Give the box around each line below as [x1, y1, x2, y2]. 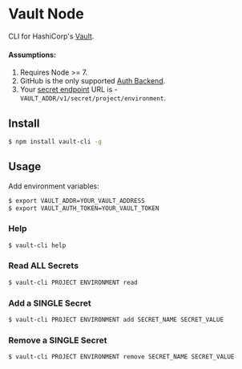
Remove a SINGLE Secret [8, 335, 107, 346]
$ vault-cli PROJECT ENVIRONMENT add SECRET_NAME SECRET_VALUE [8, 316, 224, 324]
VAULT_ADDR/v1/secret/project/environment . [19, 93, 167, 103]
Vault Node [8, 5, 84, 23]
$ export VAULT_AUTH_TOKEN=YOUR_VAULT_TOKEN [8, 204, 159, 213]
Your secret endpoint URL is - [19, 85, 118, 95]
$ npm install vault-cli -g [8, 137, 103, 145]
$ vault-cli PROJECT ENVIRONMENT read [8, 278, 138, 286]
